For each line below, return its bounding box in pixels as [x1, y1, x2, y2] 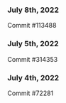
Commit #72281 [7, 89, 54, 97]
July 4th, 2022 [7, 72, 60, 82]
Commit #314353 [7, 55, 58, 63]
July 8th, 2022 [7, 5, 59, 15]
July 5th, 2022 [7, 39, 59, 49]
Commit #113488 [7, 21, 57, 30]
